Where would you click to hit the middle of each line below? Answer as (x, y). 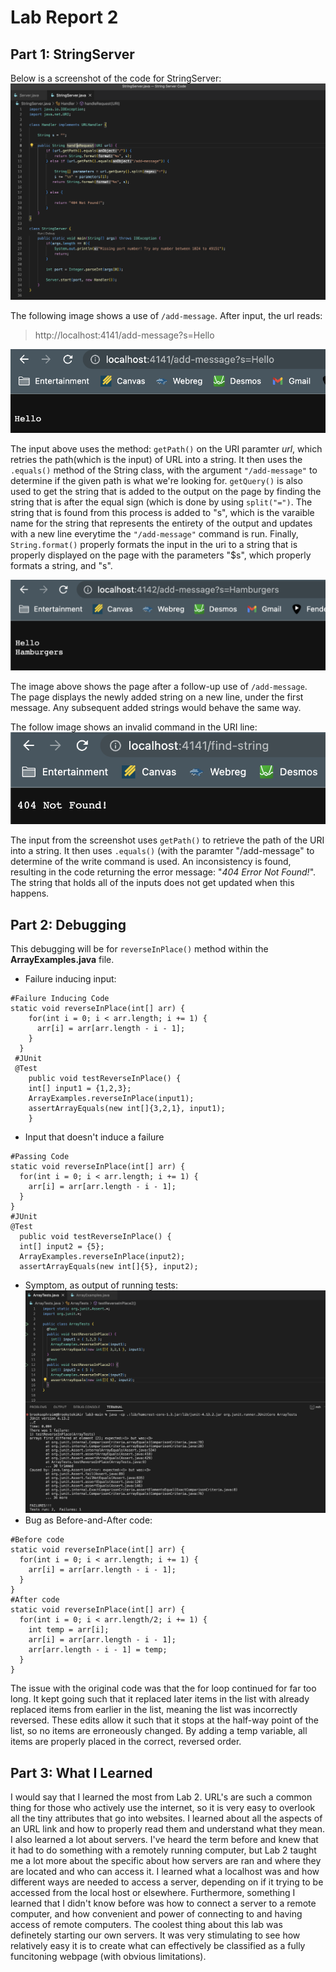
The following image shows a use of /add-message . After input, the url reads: (166, 315)
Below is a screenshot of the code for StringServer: (116, 78)
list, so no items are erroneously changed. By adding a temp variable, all (159, 1731)
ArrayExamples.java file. (62, 960)
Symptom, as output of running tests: (101, 1285)
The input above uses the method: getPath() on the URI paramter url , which (166, 449)
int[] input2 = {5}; (62, 1247)
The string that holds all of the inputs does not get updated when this (152, 883)
